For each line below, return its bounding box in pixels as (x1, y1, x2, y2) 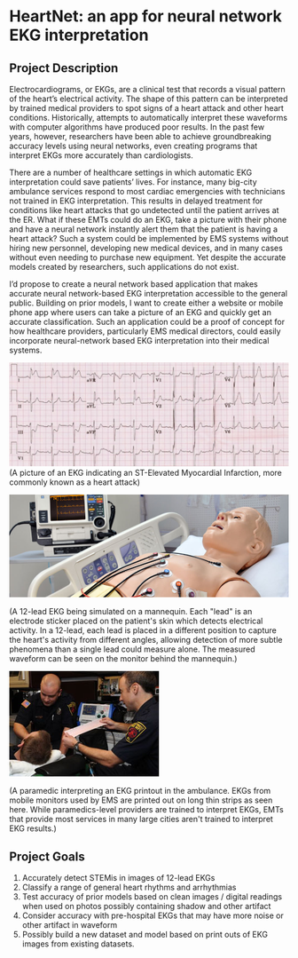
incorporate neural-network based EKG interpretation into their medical (9, 336, 270, 345)
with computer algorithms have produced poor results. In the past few (9, 122, 264, 132)
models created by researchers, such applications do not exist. (9, 262, 239, 272)
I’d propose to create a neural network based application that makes (9, 279, 259, 289)
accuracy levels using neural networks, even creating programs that (9, 140, 258, 151)
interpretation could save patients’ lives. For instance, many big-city (9, 177, 257, 187)
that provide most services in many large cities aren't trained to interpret (9, 814, 273, 825)
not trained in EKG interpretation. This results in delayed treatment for (9, 195, 263, 206)
